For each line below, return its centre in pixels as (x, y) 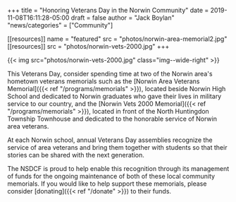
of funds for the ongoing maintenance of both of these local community (111, 176)
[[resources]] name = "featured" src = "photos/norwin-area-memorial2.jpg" (117, 39)
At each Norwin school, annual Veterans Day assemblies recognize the (110, 140)
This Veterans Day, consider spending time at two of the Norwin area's (110, 74)
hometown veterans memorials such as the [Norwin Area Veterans (104, 81)
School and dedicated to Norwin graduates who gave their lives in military (114, 96)
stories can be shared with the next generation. (76, 155)
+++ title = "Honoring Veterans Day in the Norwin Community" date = (108, 10)
